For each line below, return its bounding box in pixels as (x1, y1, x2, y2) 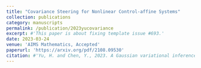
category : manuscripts (6, 20, 63, 25)
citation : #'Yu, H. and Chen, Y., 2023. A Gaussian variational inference (6, 53, 197, 59)
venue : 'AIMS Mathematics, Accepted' (6, 42, 100, 48)
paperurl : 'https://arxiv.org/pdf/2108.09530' (6, 47, 124, 53)
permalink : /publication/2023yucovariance (6, 25, 114, 31)
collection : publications (6, 14, 71, 20)
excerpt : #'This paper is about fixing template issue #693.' (6, 31, 165, 37)
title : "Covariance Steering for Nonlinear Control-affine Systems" (6, 8, 181, 15)
